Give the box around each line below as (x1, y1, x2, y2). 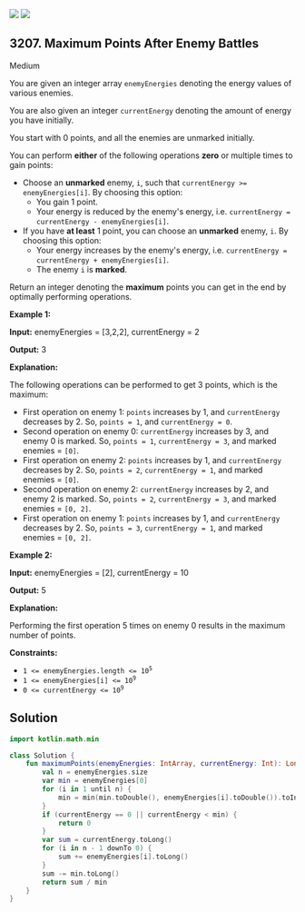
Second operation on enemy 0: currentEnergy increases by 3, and (22, 425, 270, 436)
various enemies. (9, 87, 74, 98)
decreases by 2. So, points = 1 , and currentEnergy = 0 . (22, 416, 233, 427)
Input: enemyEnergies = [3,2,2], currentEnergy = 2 (9, 326, 200, 337)
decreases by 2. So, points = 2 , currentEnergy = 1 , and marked (22, 464, 263, 475)
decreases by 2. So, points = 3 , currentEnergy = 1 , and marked (22, 522, 263, 533)
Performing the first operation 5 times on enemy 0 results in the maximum (9, 620, 286, 630)
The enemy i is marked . (35, 263, 128, 274)
